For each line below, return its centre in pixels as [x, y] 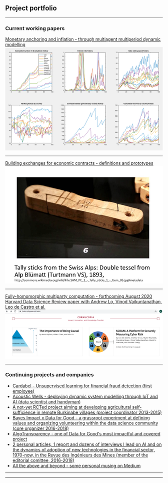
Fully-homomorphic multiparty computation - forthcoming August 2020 [79, 296]
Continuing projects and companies [49, 375]
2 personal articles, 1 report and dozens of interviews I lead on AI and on [87, 444]
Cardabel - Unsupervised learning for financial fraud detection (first [82, 386]
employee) [23, 391]
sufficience [24, 412]
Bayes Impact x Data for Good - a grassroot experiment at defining [81, 417]
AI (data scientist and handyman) [46, 402]
